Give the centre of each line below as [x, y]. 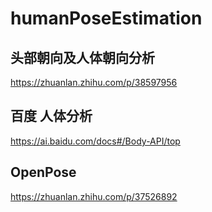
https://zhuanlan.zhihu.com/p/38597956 [94, 82]
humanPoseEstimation [106, 18]
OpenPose [43, 172]
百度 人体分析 [51, 116]
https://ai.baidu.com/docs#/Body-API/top [95, 141]
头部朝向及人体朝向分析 [82, 57]
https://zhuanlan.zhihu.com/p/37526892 [94, 196]
